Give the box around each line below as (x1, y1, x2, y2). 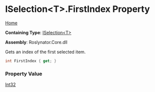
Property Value (5, 70, 43, 77)
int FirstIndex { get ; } (5, 58, 57, 63)
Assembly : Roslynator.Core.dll (5, 39, 68, 45)
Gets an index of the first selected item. (5, 49, 86, 55)
